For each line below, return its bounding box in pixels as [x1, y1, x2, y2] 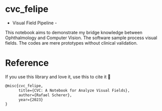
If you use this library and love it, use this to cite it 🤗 [5, 73, 111, 80]
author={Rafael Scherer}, [18, 93, 72, 98]
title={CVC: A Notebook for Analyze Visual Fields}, [18, 88, 130, 93]
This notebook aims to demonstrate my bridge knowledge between [5, 29, 143, 35]
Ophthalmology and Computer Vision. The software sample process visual [5, 35, 158, 41]
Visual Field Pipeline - [12, 20, 57, 26]
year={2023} [18, 97, 43, 102]
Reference [5, 57, 49, 69]
